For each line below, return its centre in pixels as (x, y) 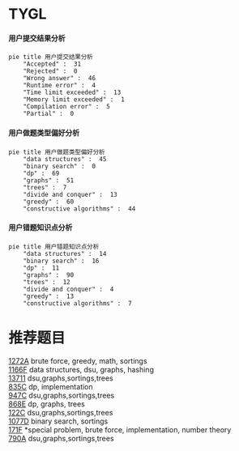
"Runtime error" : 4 (59, 86)
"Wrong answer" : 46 (59, 79)
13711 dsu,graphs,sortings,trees (61, 378)
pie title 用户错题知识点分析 (54, 247)
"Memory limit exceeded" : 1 (74, 100)
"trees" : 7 (45, 187)
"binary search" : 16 (61, 261)
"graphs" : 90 (49, 275)
